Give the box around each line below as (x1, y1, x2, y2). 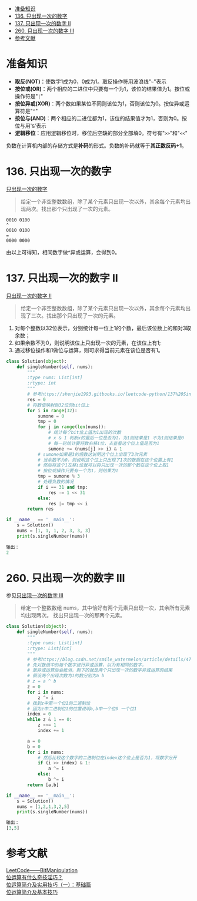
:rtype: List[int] (27, 645, 72, 651)
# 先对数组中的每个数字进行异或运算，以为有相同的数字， (27, 662, 146, 668)
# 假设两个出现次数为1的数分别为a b (27, 673, 105, 679)
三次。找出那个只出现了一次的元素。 (31, 312, 119, 319)
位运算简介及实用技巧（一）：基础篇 (6, 881, 91, 888)
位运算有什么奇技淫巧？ (6, 873, 63, 880)
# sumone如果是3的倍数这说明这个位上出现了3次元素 (37, 451, 148, 458)
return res (27, 506, 54, 512)
